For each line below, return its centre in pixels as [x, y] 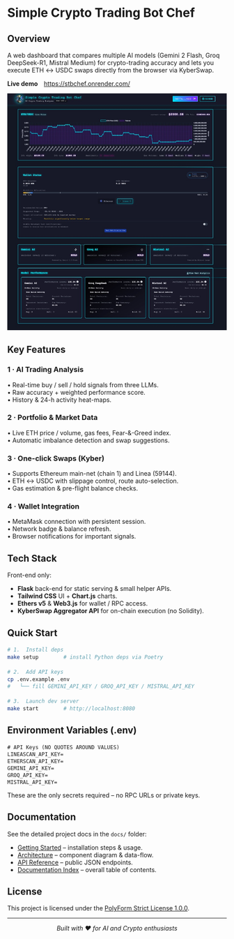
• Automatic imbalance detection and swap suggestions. [88, 440]
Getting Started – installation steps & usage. [80, 847]
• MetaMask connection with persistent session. [77, 522]
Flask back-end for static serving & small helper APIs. [94, 589]
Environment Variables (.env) [72, 730]
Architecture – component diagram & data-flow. [85, 855]
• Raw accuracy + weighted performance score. [77, 392]
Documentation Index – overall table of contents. [87, 869]
